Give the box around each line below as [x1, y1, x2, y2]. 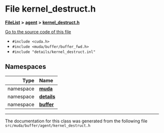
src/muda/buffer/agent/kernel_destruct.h [5, 123, 91, 128]
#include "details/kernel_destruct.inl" [12, 50, 96, 54]
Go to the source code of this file [5, 29, 71, 34]
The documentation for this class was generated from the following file [5, 118, 148, 124]
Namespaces [5, 63, 46, 71]
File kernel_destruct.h [5, 3, 96, 15]
